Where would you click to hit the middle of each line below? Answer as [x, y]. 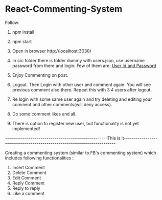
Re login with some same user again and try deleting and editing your [82, 99]
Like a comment [28, 193]
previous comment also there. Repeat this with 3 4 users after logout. [82, 89]
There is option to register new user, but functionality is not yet [75, 123]
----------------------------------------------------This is [63, 138]
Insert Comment [28, 167]
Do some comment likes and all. [44, 114]
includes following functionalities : [39, 158]
